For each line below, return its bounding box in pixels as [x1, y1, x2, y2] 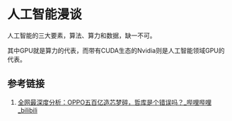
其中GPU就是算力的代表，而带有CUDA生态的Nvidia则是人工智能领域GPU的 [7, 46, 225, 54]
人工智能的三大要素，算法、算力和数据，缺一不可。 [7, 31, 156, 40]
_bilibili [17, 105, 37, 114]
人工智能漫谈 [7, 6, 83, 23]
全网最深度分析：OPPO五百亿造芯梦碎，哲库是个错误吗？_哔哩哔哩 [17, 98, 212, 106]
